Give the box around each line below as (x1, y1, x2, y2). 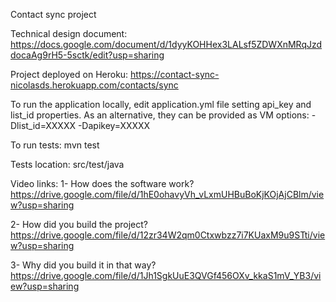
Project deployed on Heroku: (10, 69, 129, 80)
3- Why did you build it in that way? (10, 259, 157, 271)
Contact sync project (10, 9, 97, 20)
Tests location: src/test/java (10, 159, 125, 170)
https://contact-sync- (130, 69, 220, 80)
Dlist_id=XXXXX (10, 120, 76, 131)
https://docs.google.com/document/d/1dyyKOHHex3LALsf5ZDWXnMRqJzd (10, 39, 323, 50)
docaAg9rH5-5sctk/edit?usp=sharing (10, 49, 165, 61)
